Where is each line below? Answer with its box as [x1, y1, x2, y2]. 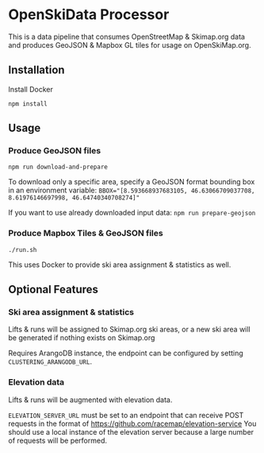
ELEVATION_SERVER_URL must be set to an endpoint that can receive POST [8, 410, 244, 420]
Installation [8, 64, 65, 77]
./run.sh [8, 246, 37, 254]
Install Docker [8, 84, 53, 94]
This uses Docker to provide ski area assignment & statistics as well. [8, 260, 231, 269]
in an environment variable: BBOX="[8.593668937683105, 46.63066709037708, [8, 185, 255, 196]
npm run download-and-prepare [8, 163, 109, 172]
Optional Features [8, 283, 99, 296]
